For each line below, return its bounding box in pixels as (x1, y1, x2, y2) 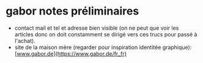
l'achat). (14, 37, 36, 44)
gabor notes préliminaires (6, 4, 139, 18)
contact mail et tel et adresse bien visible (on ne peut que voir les (14, 24, 179, 31)
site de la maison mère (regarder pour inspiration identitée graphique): (14, 44, 192, 51)
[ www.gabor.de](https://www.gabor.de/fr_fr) (14, 50, 127, 57)
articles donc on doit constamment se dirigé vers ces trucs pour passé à (14, 30, 197, 38)
